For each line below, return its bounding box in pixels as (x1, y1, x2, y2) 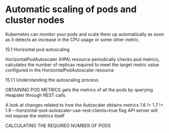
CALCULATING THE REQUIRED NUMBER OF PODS (5, 122, 111, 128)
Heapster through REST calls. (5, 92, 67, 98)
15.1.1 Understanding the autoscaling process (5, 77, 99, 83)
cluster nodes (5, 14, 65, 26)
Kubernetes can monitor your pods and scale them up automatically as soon (5, 31, 164, 37)
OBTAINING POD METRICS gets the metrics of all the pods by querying (5, 86, 153, 92)
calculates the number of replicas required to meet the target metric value (5, 61, 159, 68)
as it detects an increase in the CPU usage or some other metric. (5, 37, 140, 43)
